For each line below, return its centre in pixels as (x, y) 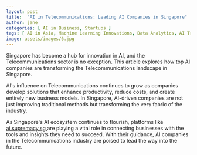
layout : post (22, 11)
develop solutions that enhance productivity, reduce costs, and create (91, 92)
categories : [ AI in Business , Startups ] (59, 28)
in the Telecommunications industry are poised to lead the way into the (92, 141)
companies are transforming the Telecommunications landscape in (87, 68)
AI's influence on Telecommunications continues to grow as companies (92, 85)
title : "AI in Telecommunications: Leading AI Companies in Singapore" (97, 17)
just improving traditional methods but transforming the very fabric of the (94, 104)
